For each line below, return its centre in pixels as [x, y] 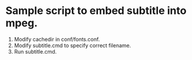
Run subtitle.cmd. [35, 51]
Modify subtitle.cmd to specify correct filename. [72, 45]
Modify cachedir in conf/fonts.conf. [57, 39]
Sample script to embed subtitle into [96, 11]
